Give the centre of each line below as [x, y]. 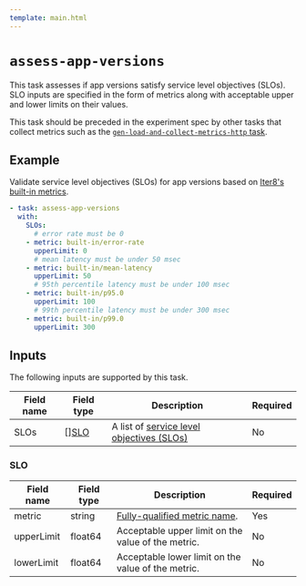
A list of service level [156, 427]
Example [35, 160]
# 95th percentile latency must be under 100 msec [132, 285]
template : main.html [49, 18]
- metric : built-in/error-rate [85, 242]
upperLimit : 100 [64, 302]
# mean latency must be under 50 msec [107, 259]
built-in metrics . [39, 191]
